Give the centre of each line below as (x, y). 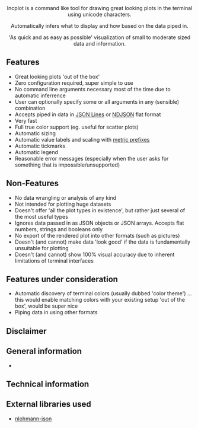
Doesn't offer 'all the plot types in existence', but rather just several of (100, 210)
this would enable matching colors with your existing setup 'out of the (100, 300)
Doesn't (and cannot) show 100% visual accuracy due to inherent (95, 254)
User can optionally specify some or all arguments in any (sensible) (97, 101)
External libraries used (49, 404)
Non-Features (33, 183)
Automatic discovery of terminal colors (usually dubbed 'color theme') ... (103, 293)
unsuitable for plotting (42, 248)
